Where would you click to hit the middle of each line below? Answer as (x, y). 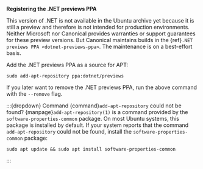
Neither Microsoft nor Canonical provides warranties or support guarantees (101, 34)
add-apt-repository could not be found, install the (69, 131)
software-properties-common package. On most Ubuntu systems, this (93, 119)
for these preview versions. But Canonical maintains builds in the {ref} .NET (100, 40)
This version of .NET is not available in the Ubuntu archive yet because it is (100, 20)
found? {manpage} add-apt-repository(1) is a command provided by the (97, 112)
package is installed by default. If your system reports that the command (98, 125)
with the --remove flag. (34, 94)
